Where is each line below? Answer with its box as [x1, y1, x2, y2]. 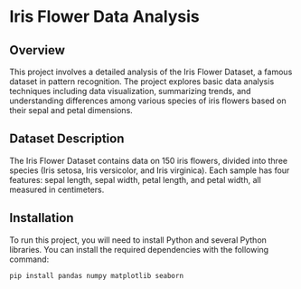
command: [9, 254, 50, 265]
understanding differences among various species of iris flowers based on [9, 95, 287, 106]
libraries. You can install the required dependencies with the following [9, 244, 269, 255]
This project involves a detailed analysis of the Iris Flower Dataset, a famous [9, 66, 293, 77]
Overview [9, 43, 66, 58]
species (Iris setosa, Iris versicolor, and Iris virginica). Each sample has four [9, 165, 290, 176]
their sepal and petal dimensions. [9, 105, 133, 115]
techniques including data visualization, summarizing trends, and [9, 86, 251, 96]
